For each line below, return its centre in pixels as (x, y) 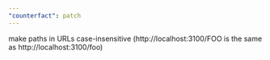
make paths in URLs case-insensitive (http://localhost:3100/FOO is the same (135, 38)
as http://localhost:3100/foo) (56, 47)
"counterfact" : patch (45, 16)
